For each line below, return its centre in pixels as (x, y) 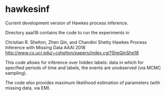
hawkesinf (27, 9)
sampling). (16, 73)
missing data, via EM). (28, 88)
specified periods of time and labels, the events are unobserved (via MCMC (83, 68)
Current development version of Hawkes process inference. (67, 23)
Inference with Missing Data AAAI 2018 (45, 47)
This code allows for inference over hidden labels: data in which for (74, 62)
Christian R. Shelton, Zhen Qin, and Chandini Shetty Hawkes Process (76, 42)
